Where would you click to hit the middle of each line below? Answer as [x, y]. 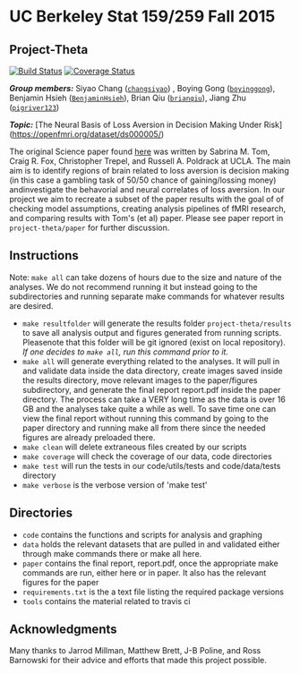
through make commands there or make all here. [112, 553]
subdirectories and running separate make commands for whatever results [147, 296]
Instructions [44, 256]
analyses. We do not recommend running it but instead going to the [133, 286]
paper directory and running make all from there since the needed [144, 428]
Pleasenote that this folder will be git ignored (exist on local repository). [154, 342]
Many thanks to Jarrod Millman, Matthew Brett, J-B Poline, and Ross [135, 651]
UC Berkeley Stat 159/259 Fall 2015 [142, 17]
